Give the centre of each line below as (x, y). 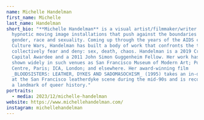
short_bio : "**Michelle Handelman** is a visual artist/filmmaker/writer (102, 29)
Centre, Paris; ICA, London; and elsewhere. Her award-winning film (100, 68)
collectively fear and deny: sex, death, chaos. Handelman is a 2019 (101, 52)
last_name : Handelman (34, 23)
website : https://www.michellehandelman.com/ (65, 102)
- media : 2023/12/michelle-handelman (59, 96)
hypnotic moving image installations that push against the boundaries (104, 35)
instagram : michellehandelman (45, 108)
